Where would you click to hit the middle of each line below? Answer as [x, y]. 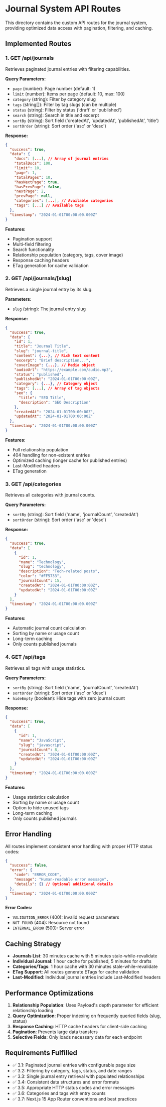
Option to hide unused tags [41, 808]
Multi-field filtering [32, 244]
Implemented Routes [38, 44]
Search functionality [33, 250]
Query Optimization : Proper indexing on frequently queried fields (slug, [87, 1016]
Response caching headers [41, 260]
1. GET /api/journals [30, 58]
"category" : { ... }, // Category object [56, 384]
